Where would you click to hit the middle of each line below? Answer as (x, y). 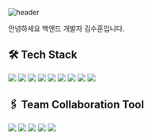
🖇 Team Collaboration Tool (76, 105)
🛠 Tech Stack (43, 55)
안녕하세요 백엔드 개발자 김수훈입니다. (66, 28)
